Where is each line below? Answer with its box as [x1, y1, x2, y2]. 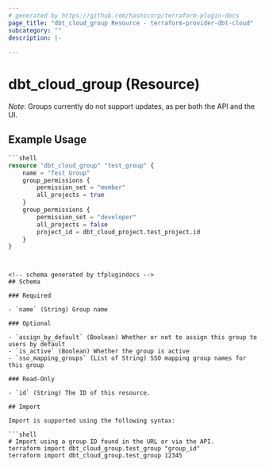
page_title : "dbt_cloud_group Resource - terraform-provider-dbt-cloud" [8, 19, 254, 27]
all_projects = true [36, 191, 105, 199]
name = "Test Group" [22, 168, 90, 177]
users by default [8, 341, 66, 349]
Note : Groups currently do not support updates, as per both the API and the [8, 102, 255, 111]
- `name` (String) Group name [8, 306, 109, 314]
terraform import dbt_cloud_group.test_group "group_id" [8, 445, 201, 453]
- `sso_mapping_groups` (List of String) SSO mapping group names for [8, 354, 247, 362]
